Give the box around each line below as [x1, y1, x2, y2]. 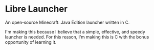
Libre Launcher [5, 3, 68, 15]
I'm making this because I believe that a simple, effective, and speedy [5, 29, 146, 34]
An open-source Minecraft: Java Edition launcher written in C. [5, 19, 130, 25]
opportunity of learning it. [5, 39, 57, 45]
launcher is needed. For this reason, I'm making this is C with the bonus [5, 34, 149, 40]
